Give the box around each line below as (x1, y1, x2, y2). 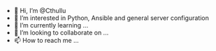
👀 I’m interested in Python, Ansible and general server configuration (13, 14, 210, 22)
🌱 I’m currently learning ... (13, 21, 89, 29)
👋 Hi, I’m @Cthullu (13, 7, 66, 14)
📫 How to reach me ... (13, 37, 79, 44)
